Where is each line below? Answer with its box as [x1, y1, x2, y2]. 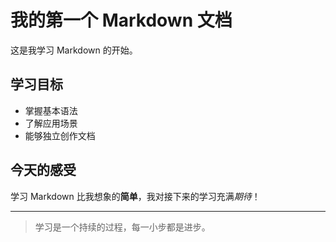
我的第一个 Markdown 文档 [10, 9, 233, 32]
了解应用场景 [24, 117, 78, 129]
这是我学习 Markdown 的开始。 [10, 44, 138, 56]
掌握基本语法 [24, 104, 78, 116]
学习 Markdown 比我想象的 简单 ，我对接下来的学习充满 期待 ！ [10, 190, 261, 202]
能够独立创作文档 [24, 129, 96, 141]
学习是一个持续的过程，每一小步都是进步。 [34, 221, 211, 233]
